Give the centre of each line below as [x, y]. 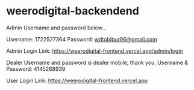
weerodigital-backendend [73, 11]
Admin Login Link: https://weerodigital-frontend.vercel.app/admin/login [95, 51]
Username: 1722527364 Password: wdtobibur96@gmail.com [82, 39]
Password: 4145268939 [36, 69]
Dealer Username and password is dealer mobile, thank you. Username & [97, 62]
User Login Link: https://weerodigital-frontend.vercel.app [77, 80]
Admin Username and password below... [56, 28]
